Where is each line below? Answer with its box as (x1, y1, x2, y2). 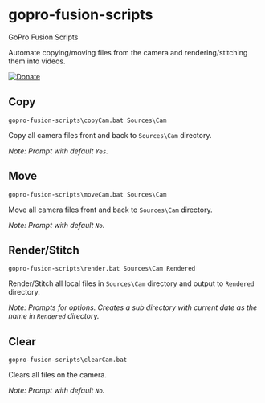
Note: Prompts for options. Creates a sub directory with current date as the (8, 303, 258, 312)
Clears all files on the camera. (8, 370, 107, 380)
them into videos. (8, 56, 66, 66)
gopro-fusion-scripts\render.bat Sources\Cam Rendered (8, 265, 196, 273)
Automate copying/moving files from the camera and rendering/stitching (8, 47, 248, 57)
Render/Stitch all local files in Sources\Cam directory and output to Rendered (8, 279, 255, 288)
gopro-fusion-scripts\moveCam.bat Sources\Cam (8, 190, 167, 198)
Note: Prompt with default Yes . (8, 146, 108, 156)
